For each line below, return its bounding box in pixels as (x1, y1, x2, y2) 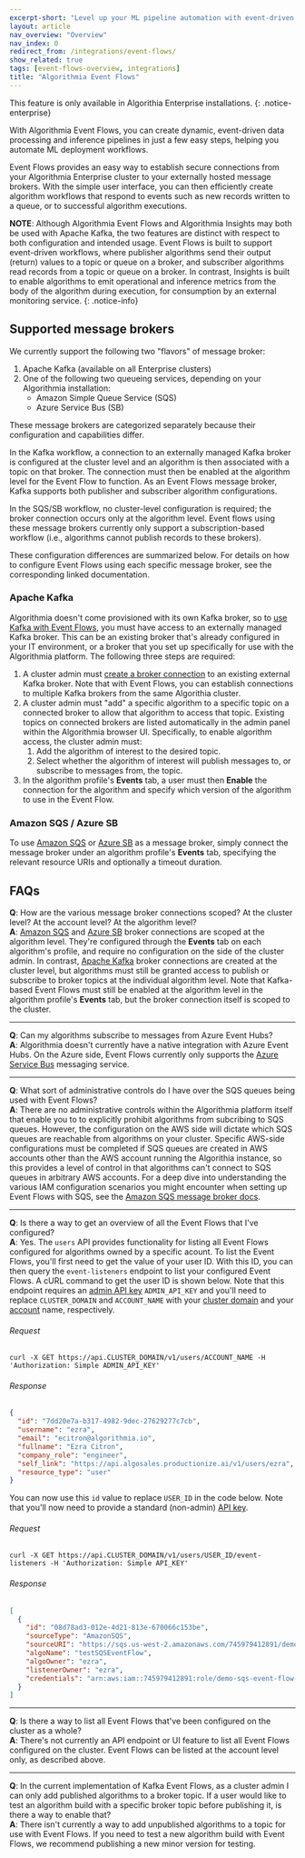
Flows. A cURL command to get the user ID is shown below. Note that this (9, 1274, 285, 1286)
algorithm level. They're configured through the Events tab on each (9, 935, 261, 946)
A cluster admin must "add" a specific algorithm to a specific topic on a (22, 697, 290, 708)
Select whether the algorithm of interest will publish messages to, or (35, 755, 291, 766)
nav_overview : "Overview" (9, 30, 107, 39)
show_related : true (9, 55, 84, 65)
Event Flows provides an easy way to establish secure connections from (9, 161, 280, 173)
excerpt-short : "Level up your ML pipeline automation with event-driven (9, 13, 295, 23)
